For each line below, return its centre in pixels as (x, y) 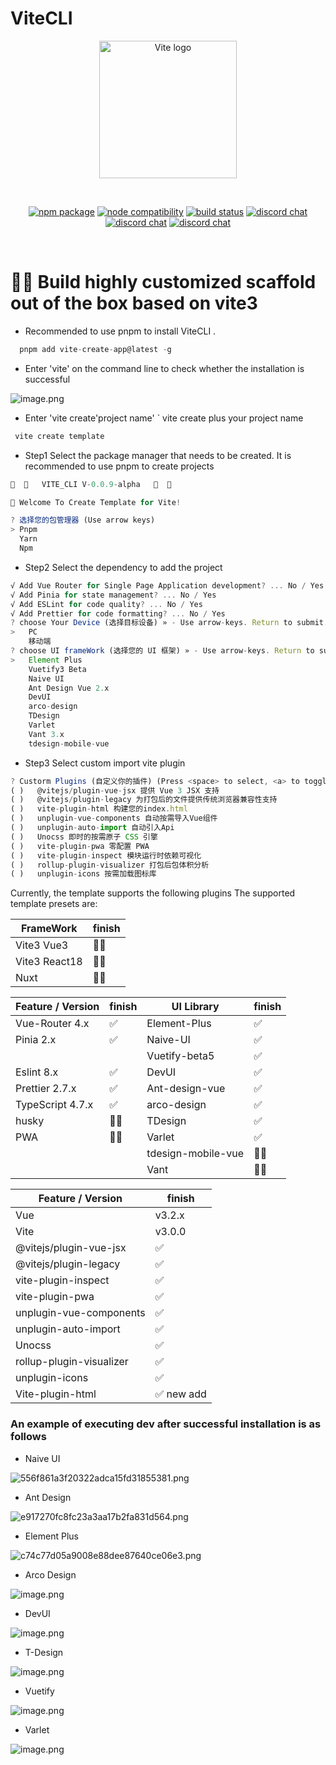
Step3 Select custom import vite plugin (105, 763)
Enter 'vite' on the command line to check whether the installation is (164, 368)
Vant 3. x (46, 734)
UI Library (195, 1007)
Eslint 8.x (37, 1072)
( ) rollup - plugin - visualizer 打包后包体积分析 (110, 865)
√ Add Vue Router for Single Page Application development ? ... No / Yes (167, 585)
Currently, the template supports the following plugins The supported (153, 893)
